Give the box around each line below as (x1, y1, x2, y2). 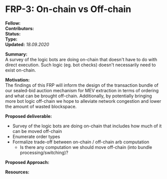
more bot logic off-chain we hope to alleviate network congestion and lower (5, 98, 161, 104)
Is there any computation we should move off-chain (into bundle (19, 144, 152, 150)
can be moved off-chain (12, 128, 62, 134)
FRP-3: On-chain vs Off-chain (5, 4, 131, 15)
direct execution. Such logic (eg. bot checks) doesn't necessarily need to (5, 62, 156, 68)
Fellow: (5, 20, 21, 26)
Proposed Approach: (5, 159, 49, 165)
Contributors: (5, 25, 34, 31)
